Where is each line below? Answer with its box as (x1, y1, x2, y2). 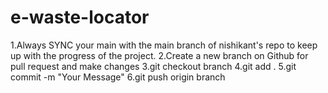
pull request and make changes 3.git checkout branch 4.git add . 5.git (10, 60, 297, 72)
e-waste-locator (10, 6, 150, 29)
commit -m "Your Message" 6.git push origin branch (10, 71, 226, 83)
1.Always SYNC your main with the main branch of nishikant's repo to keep (10, 39, 318, 51)
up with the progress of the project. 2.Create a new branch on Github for (10, 49, 309, 61)
